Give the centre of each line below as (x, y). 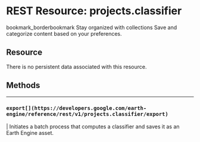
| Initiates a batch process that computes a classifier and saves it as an (93, 127)
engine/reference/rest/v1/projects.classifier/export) (87, 114)
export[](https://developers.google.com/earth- (76, 108)
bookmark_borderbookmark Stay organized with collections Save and (92, 27)
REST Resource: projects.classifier (94, 11)
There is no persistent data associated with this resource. (76, 67)
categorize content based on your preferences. (64, 33)
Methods (23, 85)
